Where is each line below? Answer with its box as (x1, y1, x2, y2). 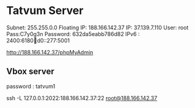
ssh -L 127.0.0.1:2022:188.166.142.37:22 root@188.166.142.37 (6, 94, 158, 101)
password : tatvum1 (6, 82, 56, 90)
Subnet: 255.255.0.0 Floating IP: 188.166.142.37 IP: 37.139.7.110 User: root (6, 24, 189, 31)
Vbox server (6, 67, 54, 77)
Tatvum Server (6, 4, 84, 18)
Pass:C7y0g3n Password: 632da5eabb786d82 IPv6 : (6, 30, 140, 37)
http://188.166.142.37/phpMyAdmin (6, 48, 94, 56)
